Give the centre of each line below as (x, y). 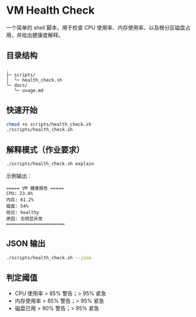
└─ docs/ (17, 85)
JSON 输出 (26, 244)
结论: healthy (23, 212)
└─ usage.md (29, 90)
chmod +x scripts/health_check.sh (49, 124)
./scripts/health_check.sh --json (49, 258)
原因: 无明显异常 (24, 219)
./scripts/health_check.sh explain (50, 164)
